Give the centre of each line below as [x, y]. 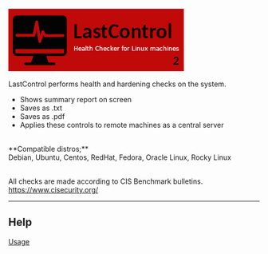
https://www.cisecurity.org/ [53, 190]
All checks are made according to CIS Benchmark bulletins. [106, 181]
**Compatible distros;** [49, 149]
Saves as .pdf [42, 116]
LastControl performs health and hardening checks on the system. [117, 84]
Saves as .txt [41, 108]
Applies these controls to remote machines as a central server [122, 125]
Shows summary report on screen [76, 99]
